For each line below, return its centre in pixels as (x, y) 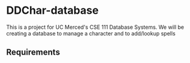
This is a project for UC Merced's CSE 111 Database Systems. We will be (95, 27)
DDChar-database (53, 10)
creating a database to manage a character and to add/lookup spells (91, 33)
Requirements (33, 52)
